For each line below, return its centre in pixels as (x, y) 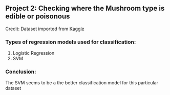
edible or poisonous (38, 17)
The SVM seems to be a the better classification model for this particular (82, 83)
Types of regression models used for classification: (71, 42)
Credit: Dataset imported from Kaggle (45, 29)
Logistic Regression (34, 53)
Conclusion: (21, 72)
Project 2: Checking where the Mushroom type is (85, 8)
